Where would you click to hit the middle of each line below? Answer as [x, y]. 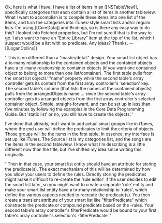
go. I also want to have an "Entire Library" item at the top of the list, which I [80, 38]
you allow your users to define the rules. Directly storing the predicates [76, 174]
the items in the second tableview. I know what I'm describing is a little [75, 144]
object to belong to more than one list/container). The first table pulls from [79, 73]
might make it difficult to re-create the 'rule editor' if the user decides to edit [81, 179]
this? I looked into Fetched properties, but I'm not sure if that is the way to [78, 33]
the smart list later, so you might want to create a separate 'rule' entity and [79, 184]
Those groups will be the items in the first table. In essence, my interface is [80, 134]
